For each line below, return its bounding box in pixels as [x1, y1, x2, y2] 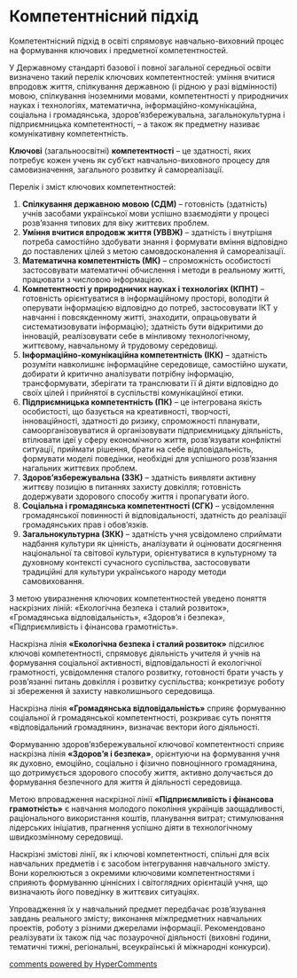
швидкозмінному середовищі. [9, 832, 124, 842]
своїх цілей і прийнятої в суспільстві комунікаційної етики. [21, 387, 244, 398]
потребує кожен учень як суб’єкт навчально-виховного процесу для [9, 154, 270, 165]
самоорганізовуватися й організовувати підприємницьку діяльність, [21, 424, 284, 436]
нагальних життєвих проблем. [21, 462, 137, 473]
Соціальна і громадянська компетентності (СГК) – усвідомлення [21, 500, 275, 511]
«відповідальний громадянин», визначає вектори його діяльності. [9, 722, 260, 732]
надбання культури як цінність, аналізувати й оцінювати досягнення [21, 538, 282, 548]
